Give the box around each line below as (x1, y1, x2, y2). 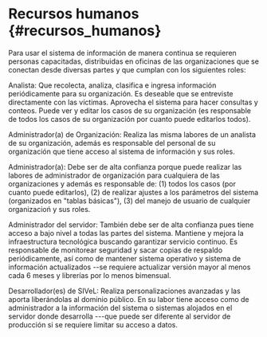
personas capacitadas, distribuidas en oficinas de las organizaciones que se (8, 57, 259, 66)
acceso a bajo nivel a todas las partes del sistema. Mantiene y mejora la (8, 228, 245, 237)
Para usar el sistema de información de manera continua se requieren (8, 48, 237, 57)
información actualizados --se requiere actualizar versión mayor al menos (8, 262, 251, 272)
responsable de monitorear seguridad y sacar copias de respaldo (8, 245, 223, 255)
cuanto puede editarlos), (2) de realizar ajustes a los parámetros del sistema (8, 187, 259, 197)
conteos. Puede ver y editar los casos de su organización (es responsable (8, 105, 251, 116)
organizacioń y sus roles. (8, 204, 91, 214)
